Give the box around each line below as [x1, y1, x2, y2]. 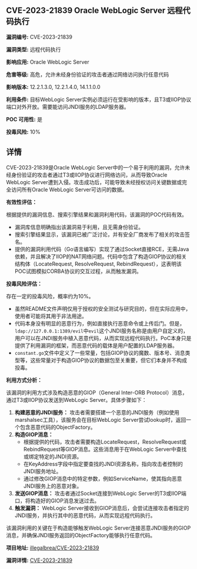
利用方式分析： [6, 376, 42, 384]
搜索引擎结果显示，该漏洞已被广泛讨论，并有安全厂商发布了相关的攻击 [14, 231, 185, 238]
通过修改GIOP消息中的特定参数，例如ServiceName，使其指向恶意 [23, 475, 182, 482]
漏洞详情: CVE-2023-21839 [6, 557, 72, 564]
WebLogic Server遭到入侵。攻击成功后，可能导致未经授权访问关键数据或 [6, 178, 182, 185]
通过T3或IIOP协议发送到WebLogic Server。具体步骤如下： [6, 396, 147, 403]
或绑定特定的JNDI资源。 [23, 452, 82, 460]
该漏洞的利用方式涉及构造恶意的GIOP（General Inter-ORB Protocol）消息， [6, 389, 188, 396]
